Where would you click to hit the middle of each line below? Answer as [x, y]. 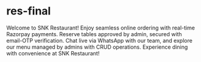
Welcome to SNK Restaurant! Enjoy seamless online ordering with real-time [100, 28]
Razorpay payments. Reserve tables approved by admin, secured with [94, 34]
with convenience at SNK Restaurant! [53, 53]
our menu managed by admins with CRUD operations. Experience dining [97, 47]
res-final [29, 11]
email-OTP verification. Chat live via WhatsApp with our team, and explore [100, 40]
